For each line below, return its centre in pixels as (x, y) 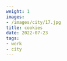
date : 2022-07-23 (27, 33)
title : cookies (24, 28)
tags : (13, 38)
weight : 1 (18, 11)
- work (14, 44)
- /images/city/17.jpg (33, 22)
